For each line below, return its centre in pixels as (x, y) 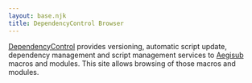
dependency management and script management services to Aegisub (126, 55)
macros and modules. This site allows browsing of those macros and (122, 63)
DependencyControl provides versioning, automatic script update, (118, 46)
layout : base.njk (37, 16)
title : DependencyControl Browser (66, 23)
